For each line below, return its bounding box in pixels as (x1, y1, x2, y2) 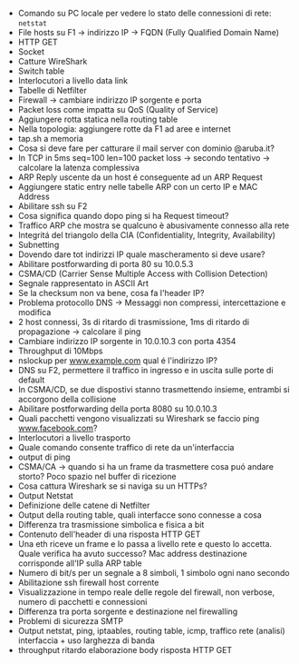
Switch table (17, 65, 65, 76)
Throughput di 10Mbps (17, 345, 103, 356)
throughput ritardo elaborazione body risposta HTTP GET (17, 645, 233, 655)
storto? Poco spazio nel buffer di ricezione (17, 471, 177, 481)
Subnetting (17, 240, 60, 250)
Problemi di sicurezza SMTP (17, 616, 124, 626)
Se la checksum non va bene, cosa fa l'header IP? (17, 288, 205, 298)
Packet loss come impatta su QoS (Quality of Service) (17, 104, 219, 114)
